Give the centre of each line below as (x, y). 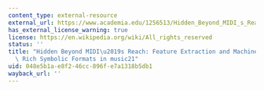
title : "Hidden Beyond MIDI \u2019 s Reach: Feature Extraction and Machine (133, 52)
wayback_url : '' (35, 74)
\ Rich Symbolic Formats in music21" (77, 59)
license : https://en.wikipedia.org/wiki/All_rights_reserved (110, 37)
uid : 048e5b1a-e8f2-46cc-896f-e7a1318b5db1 (81, 67)
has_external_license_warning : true (68, 30)
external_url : (31, 23)
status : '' (26, 45)
